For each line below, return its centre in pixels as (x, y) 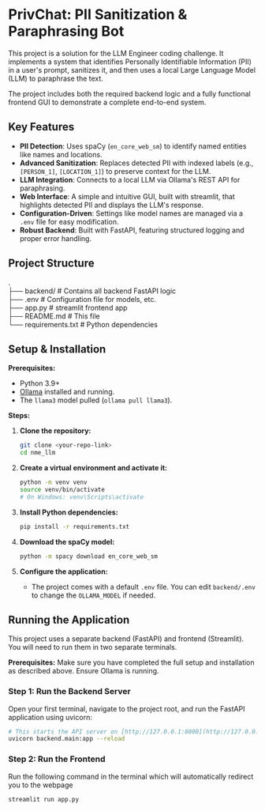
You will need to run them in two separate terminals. (93, 647)
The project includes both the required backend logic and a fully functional (129, 93)
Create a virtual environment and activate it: (93, 468)
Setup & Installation (57, 349)
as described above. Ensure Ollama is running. (84, 671)
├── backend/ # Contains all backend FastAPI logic (92, 291)
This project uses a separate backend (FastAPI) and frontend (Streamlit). (126, 639)
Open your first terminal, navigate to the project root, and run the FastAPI (127, 708)
